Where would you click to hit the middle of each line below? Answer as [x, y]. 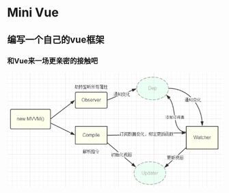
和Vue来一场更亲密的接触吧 [53, 61]
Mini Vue [33, 13]
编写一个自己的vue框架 [56, 39]
